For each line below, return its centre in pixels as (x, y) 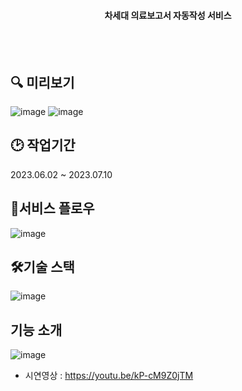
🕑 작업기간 (43, 145)
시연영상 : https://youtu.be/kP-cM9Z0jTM (109, 376)
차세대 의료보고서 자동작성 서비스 (168, 15)
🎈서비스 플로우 (52, 208)
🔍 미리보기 (42, 82)
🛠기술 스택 (42, 267)
